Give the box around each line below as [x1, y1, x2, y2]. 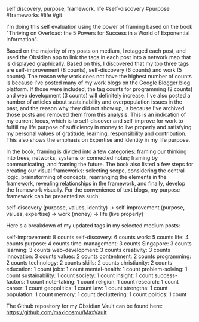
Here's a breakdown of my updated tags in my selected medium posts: [6, 222, 180, 229]
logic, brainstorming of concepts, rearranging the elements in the [6, 174, 167, 180]
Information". [6, 36, 38, 42]
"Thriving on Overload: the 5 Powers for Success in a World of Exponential [6, 29, 190, 37]
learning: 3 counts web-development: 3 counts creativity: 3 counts [6, 247, 170, 253]
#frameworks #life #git [6, 11, 63, 19]
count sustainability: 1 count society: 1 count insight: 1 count [6, 272, 154, 279]
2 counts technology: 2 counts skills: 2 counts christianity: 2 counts [6, 259, 172, 266]
